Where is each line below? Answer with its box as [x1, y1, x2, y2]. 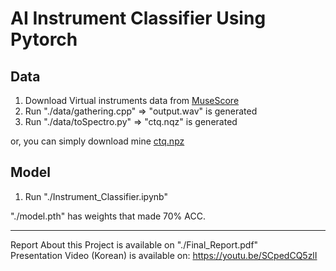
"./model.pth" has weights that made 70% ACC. [10, 210, 206, 222]
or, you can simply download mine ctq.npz [10, 135, 185, 147]
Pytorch [10, 28, 78, 51]
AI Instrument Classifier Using [10, 7, 267, 30]
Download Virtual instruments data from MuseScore [24, 95, 240, 106]
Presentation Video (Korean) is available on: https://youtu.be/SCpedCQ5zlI [10, 249, 318, 261]
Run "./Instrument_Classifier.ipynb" [24, 190, 168, 202]
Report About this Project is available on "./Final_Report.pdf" [10, 238, 259, 251]
